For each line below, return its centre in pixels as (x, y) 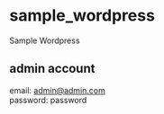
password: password (48, 100)
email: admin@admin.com (57, 90)
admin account (52, 69)
